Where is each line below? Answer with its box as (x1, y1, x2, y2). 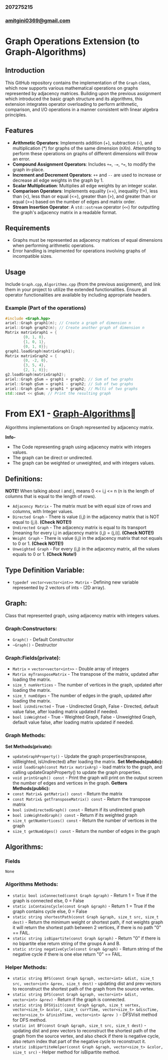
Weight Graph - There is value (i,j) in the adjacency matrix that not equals (12, 535, 163, 541)
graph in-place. (12, 166, 45, 172)
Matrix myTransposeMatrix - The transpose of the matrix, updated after (12, 671, 159, 677)
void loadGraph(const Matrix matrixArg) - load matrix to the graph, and (12, 764, 162, 770)
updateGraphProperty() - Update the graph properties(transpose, (12, 753, 147, 759)
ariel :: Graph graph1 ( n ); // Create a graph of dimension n (5, 321, 131, 326)
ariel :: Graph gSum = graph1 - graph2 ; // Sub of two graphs (5, 381, 134, 386)
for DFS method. (12, 1017, 47, 1023)
